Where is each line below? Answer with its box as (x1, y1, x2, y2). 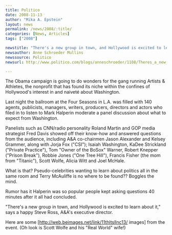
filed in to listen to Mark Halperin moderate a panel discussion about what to (5, 110, 166, 116)
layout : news (5, 22, 33, 27)
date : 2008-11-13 (5, 12, 42, 17)
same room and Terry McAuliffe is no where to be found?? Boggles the (5, 173, 155, 179)
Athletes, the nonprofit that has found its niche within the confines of (5, 83, 150, 90)
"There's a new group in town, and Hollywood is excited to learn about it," (5, 204, 161, 210)
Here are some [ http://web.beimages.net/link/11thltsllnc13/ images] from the (5, 219, 165, 225)
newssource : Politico (5, 55, 52, 60)
